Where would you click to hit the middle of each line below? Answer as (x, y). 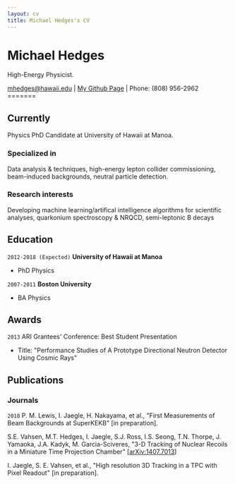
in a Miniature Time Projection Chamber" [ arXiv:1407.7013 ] (92, 452)
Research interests (41, 195)
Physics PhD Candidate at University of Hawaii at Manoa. (90, 135)
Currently (29, 118)
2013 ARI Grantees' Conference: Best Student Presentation (92, 337)
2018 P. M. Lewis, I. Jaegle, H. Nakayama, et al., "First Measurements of (111, 416)
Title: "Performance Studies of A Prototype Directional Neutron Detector (122, 351)
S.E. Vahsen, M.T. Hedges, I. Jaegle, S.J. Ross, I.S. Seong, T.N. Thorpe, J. (114, 437)
